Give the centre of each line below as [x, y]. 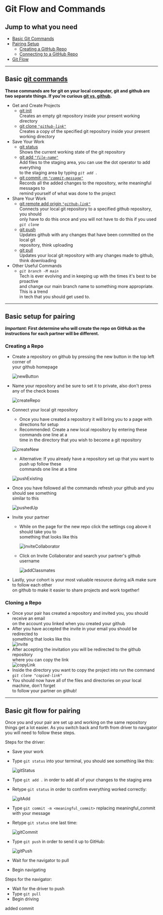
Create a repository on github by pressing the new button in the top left [83, 357]
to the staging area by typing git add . [58, 172]
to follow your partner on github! [44, 691]
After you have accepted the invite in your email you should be [74, 629]
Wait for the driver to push [38, 889]
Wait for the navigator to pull [41, 861]
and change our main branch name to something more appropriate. [86, 286]
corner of [21, 361]
